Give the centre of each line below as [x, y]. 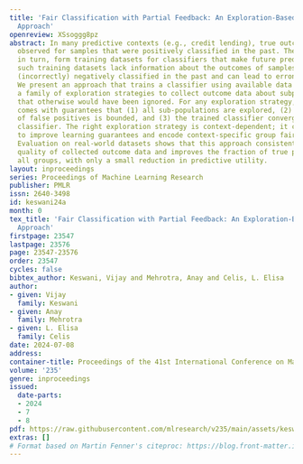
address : [26, 353]
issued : [24, 387]
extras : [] [30, 437]
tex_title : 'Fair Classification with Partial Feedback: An [125, 219]
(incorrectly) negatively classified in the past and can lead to [145, 77]
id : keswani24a [38, 203]
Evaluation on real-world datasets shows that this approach [135, 144]
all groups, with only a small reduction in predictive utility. [143, 160]
